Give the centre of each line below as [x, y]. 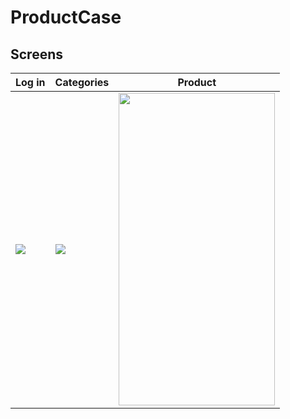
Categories [82, 82]
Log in [30, 82]
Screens [36, 54]
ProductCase [66, 17]
